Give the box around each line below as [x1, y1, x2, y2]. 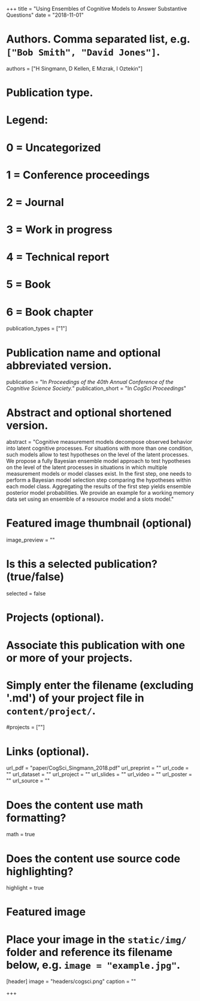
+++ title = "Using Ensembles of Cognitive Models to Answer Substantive [6, 5, 187, 12]
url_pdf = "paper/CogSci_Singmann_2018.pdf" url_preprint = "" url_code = [6, 764, 189, 772]
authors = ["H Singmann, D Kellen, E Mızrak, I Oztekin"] [6, 65, 143, 72]
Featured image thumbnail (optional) [6, 516, 192, 530]
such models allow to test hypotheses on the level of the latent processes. [6, 451, 189, 458]
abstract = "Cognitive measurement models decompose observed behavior [6, 438, 193, 446]
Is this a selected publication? [6, 557, 157, 571]
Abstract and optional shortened [6, 406, 172, 419]
